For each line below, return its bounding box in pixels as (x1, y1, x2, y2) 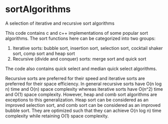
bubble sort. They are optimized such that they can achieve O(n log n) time (5, 107, 162, 113)
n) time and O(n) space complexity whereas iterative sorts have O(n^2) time (5, 86, 163, 92)
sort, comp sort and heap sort (12, 50, 75, 56)
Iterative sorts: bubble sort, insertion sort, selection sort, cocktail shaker (12, 45, 163, 51)
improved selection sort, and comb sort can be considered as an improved (5, 102, 161, 108)
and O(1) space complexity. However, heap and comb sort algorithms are (5, 91, 157, 97)
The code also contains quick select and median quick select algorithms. (5, 66, 157, 72)
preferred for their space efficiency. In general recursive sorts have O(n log (5, 81, 162, 87)
